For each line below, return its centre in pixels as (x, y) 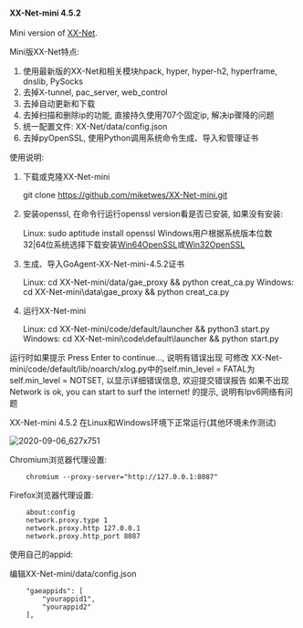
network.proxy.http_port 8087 (84, 537)
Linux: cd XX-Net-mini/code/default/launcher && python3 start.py (146, 330)
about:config (51, 513)
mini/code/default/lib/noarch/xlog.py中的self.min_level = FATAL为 (132, 369)
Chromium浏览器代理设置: (58, 460)
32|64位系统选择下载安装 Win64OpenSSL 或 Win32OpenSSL (134, 245)
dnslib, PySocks (53, 81)
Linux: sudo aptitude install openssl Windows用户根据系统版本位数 (147, 234)
